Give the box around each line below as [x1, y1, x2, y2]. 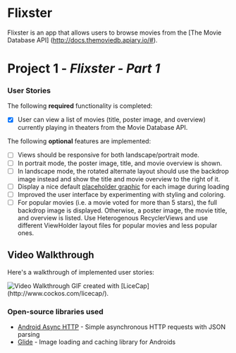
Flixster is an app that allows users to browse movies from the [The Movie [7, 28, 222, 37]
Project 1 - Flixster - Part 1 [7, 61, 161, 77]
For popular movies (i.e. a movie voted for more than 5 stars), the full [17, 198, 217, 206]
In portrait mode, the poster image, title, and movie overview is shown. [17, 159, 223, 167]
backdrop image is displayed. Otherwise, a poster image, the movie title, [17, 206, 228, 215]
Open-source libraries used [7, 306, 104, 316]
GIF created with [71, 281, 120, 290]
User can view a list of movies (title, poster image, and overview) [17, 115, 206, 124]
